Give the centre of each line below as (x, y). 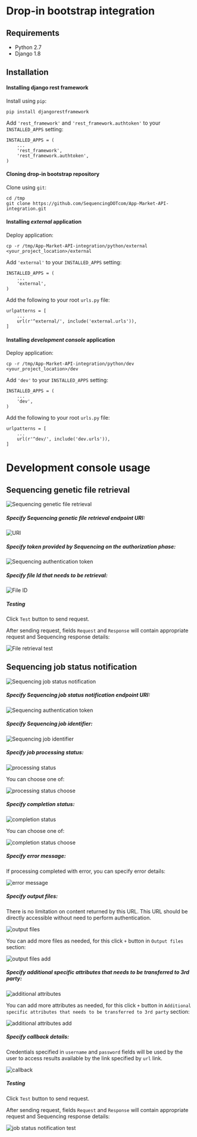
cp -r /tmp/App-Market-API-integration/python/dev (70, 364)
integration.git (26, 209)
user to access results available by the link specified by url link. (84, 1058)
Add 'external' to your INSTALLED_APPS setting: (64, 262)
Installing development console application (61, 340)
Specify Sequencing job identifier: (49, 724)
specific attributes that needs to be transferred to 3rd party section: (98, 1011)
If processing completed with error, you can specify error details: (86, 871)
